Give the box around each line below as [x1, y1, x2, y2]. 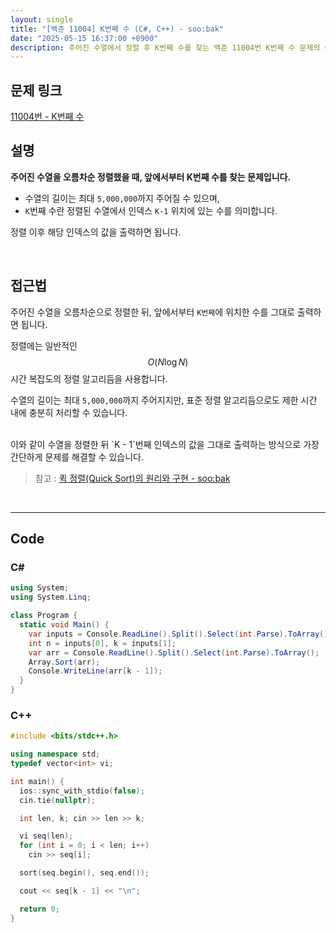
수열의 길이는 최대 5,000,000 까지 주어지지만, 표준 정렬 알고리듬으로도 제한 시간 [10, 394, 318, 406]
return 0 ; [19, 904, 60, 914]
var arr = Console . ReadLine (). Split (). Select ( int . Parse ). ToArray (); [28, 647, 320, 658]
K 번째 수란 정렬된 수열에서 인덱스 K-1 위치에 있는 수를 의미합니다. [24, 204, 278, 216]
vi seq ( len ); [19, 831, 74, 841]
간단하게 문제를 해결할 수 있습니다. [10, 451, 144, 463]
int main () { [10, 776, 65, 786]
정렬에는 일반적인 [10, 339, 78, 351]
